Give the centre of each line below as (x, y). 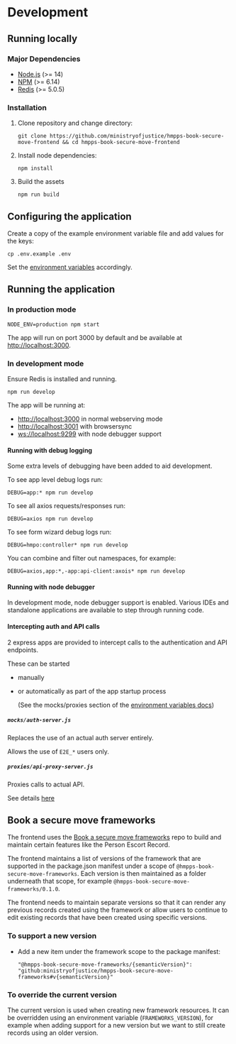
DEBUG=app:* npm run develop (50, 493)
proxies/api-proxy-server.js (50, 767)
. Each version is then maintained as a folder (142, 874)
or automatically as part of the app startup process (92, 691)
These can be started (39, 664)
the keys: (21, 241)
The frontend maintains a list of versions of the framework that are (104, 859)
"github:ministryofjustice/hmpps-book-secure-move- (95, 971)
